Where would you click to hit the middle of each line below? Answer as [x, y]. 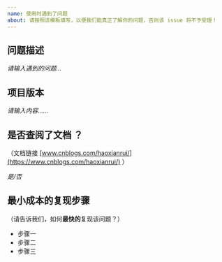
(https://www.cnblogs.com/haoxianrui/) [64, 161]
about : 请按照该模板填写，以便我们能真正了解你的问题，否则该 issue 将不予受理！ [112, 20]
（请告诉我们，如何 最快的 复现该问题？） [65, 219]
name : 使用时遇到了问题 [38, 14]
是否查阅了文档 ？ [45, 134]
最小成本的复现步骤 [49, 201]
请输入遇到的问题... [35, 68]
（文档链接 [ [25, 153]
